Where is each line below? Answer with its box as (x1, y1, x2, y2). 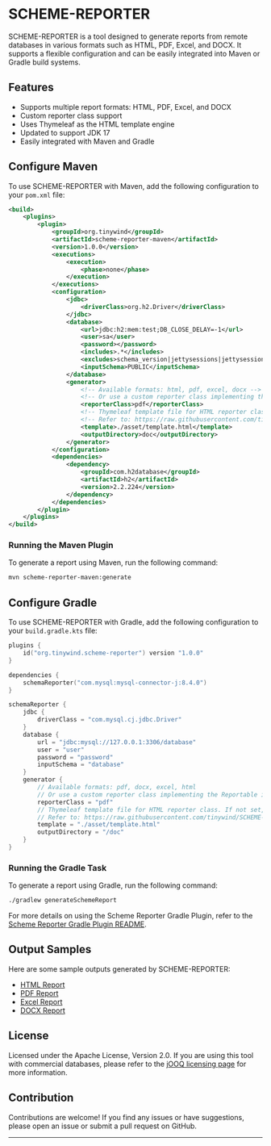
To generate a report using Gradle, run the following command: (8, 880, 218, 890)
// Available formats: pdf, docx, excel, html (37, 784, 197, 792)
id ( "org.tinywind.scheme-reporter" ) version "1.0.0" (23, 649, 204, 658)
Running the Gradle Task (8, 862, 107, 873)
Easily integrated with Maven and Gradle (19, 136, 155, 146)
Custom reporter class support (19, 111, 123, 120)
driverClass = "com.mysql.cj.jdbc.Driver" (37, 716, 182, 724)
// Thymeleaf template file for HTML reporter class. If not (37, 805, 248, 813)
